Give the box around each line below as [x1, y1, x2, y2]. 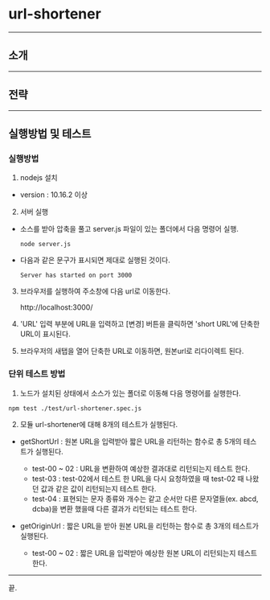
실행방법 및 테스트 [8, 126, 92, 141]
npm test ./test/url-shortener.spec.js [8, 404, 142, 413]
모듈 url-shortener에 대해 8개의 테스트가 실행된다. [19, 419, 178, 429]
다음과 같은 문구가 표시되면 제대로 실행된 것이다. [19, 255, 170, 265]
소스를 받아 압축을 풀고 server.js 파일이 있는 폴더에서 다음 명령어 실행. [19, 224, 239, 234]
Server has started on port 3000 [19, 271, 133, 280]
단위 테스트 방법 [8, 368, 66, 380]
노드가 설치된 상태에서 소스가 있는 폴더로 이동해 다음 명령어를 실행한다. [19, 388, 241, 398]
